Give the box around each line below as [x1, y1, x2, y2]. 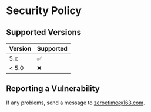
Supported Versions [6, 27, 81, 37]
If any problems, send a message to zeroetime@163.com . [6, 99, 145, 106]
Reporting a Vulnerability [6, 83, 100, 94]
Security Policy [6, 4, 82, 17]
